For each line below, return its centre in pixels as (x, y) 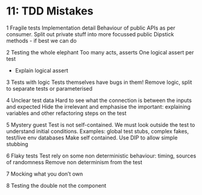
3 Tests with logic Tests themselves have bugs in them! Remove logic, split (99, 82)
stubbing (17, 144)
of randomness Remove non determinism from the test (74, 162)
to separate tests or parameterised (49, 88)
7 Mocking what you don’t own (45, 174)
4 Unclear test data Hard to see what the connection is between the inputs (99, 100)
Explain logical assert (41, 70)
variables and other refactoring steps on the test (67, 113)
